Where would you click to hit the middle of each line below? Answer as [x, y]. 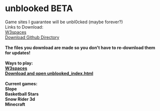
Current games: [21, 83]
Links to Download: [24, 27]
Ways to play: [19, 63]
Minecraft [15, 104]
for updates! [18, 53]
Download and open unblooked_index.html [49, 73]
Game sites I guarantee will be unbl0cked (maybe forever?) [64, 22]
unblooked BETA [39, 8]
